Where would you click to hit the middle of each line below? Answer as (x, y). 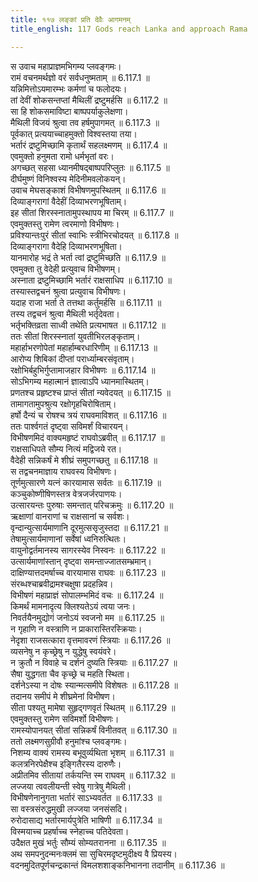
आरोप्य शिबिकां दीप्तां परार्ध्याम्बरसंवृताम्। (72, 358)
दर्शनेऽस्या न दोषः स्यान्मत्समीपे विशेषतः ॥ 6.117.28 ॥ (94, 685)
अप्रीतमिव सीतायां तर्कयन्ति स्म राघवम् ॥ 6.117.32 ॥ (92, 775)
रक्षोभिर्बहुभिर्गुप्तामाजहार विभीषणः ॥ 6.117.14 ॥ (83, 370)
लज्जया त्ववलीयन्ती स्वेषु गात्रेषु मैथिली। (71, 786)
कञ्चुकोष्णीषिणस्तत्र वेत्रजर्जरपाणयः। (66, 493)
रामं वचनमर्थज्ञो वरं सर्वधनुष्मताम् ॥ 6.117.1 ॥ (80, 77)
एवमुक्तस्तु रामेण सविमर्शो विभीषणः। (65, 718)
